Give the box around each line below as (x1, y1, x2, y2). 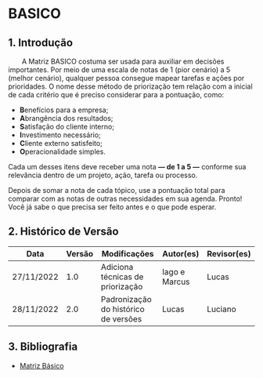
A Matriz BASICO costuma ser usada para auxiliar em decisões (22, 56, 225, 66)
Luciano (207, 303, 236, 314)
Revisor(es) (207, 248, 251, 259)
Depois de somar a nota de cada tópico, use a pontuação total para (8, 186, 225, 194)
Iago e (161, 266, 186, 277)
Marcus (161, 276, 190, 287)
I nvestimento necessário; (19, 130, 102, 140)
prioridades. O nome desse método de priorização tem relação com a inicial (8, 82, 253, 91)
